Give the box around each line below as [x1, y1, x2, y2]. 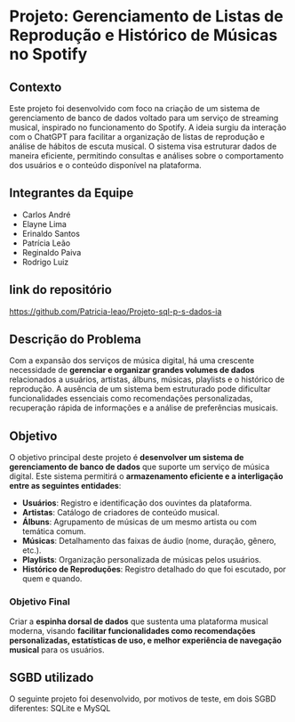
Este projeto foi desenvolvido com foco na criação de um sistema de [9, 103, 260, 113]
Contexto [9, 79, 62, 94]
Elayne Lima [21, 218, 67, 229]
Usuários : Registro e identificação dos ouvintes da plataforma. [21, 498, 252, 508]
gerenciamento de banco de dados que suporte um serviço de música [9, 461, 270, 473]
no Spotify [9, 45, 88, 64]
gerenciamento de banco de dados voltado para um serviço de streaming [9, 113, 279, 123]
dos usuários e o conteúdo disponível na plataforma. [9, 160, 202, 170]
